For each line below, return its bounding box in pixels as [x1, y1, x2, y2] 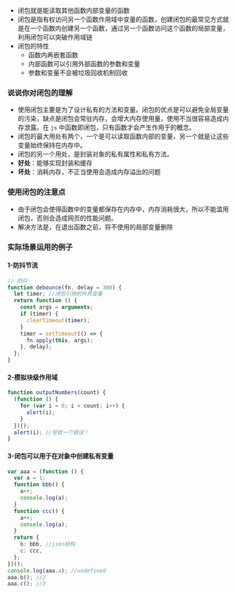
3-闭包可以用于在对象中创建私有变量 [7, 451, 114, 460]
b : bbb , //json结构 [20, 541, 76, 548]
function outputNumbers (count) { [7, 389, 106, 396]
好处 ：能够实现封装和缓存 [17, 159, 93, 167]
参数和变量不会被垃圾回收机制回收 [28, 68, 128, 77]
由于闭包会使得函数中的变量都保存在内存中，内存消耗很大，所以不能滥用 [17, 205, 229, 213]
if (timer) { [20, 310, 59, 318]
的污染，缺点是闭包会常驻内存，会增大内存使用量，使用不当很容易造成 [17, 115, 223, 123]
